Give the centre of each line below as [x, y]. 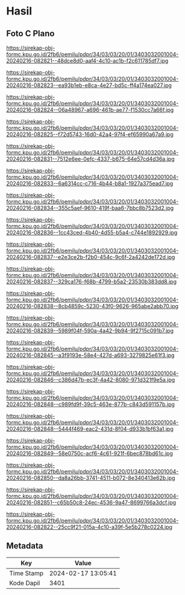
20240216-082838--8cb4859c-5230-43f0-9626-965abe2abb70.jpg [92, 306]
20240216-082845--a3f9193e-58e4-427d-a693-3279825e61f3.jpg [90, 355]
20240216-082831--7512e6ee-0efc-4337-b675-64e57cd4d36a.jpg [90, 159]
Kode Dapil [25, 583]
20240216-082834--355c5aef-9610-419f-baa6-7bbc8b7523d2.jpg [90, 208]
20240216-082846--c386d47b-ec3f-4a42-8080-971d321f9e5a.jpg [91, 380]
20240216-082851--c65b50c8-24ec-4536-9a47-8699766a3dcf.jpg [91, 502]
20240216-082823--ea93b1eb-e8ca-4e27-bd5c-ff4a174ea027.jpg [89, 85]
